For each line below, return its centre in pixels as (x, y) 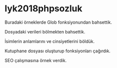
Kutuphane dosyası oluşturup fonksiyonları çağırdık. (58, 51)
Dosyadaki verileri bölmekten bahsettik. (45, 32)
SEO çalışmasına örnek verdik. (36, 60)
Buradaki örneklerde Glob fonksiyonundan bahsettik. (58, 22)
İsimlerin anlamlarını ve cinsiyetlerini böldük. (50, 41)
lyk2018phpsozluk (44, 9)
